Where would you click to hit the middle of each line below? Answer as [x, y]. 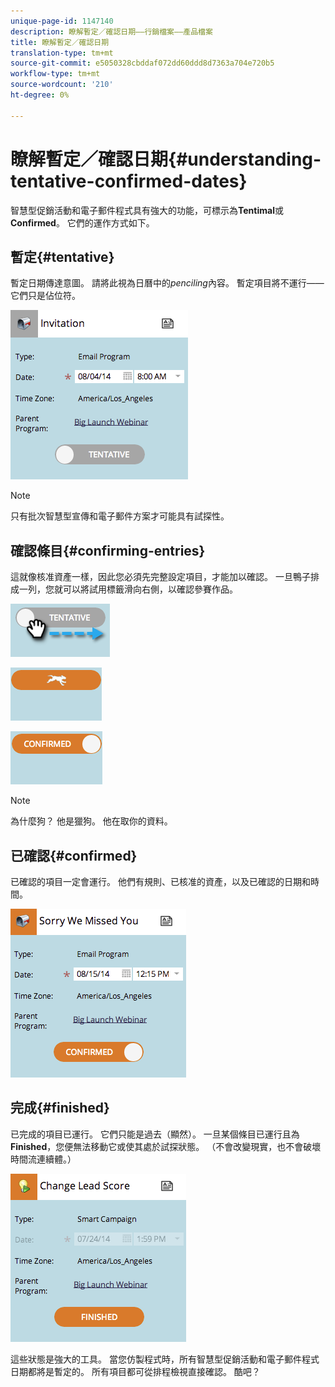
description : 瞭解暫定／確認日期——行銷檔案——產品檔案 [111, 31]
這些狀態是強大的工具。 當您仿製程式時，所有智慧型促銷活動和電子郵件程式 [165, 1359]
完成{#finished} [60, 1108]
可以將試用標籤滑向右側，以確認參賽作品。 [150, 589]
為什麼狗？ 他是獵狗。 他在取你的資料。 [91, 821]
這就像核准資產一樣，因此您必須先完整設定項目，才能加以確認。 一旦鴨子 [160, 577]
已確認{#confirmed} [74, 855]
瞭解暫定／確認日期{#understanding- [166, 159]
